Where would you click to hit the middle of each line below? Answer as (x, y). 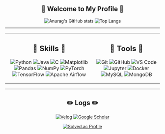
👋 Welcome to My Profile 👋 (82, 9)
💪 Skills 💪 (49, 49)
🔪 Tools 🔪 (126, 49)
